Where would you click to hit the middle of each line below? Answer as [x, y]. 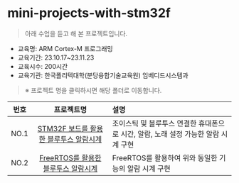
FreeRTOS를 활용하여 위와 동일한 [165, 157]
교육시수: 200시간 [43, 66]
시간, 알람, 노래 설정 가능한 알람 [170, 134]
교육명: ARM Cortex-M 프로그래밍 [65, 48]
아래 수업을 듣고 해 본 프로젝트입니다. [76, 33]
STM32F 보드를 [63, 128]
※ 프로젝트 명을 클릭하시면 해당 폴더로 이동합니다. [93, 90]
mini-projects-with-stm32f [89, 13]
